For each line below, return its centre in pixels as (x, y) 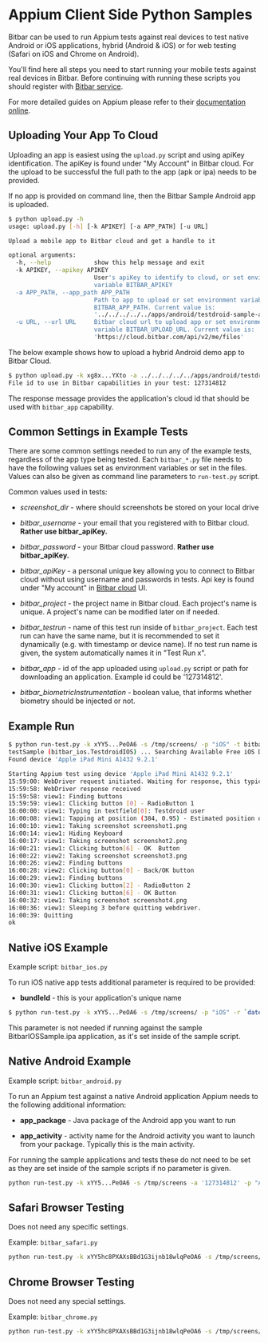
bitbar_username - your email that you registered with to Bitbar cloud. (134, 523)
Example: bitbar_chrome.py (53, 1317)
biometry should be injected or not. (77, 701)
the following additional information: (67, 1105)
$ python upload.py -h (46, 219)
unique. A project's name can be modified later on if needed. (120, 612)
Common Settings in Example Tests (99, 432)
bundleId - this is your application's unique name (100, 998)
